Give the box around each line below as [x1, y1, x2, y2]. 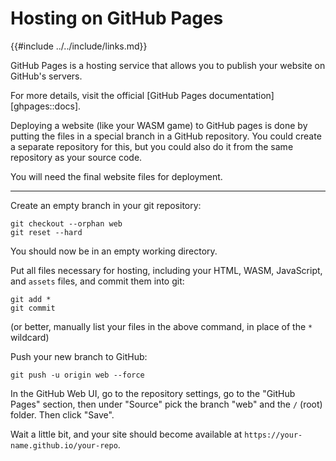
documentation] [208, 89, 275, 101]
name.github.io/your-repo [10, 440, 118, 451]
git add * [10, 294, 52, 304]
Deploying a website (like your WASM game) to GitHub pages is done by [10, 119, 308, 131]
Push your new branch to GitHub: [10, 350, 148, 362]
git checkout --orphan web [10, 218, 123, 229]
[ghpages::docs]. [10, 100, 82, 112]
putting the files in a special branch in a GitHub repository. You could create [10, 130, 322, 142]
